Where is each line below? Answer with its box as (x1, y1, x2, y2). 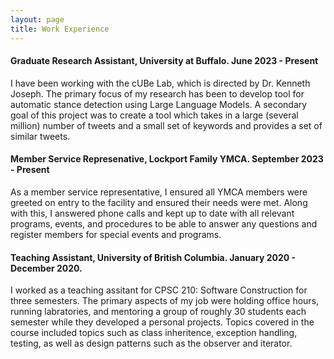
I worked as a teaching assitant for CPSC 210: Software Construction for (10, 284, 308, 296)
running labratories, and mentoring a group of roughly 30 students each (10, 306, 307, 318)
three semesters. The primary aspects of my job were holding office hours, (10, 295, 320, 307)
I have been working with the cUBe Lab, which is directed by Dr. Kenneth (10, 77, 311, 89)
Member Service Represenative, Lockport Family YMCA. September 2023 (10, 153, 324, 165)
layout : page (10, 14, 65, 25)
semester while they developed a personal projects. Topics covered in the (10, 316, 315, 328)
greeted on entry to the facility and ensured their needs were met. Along (10, 196, 308, 208)
